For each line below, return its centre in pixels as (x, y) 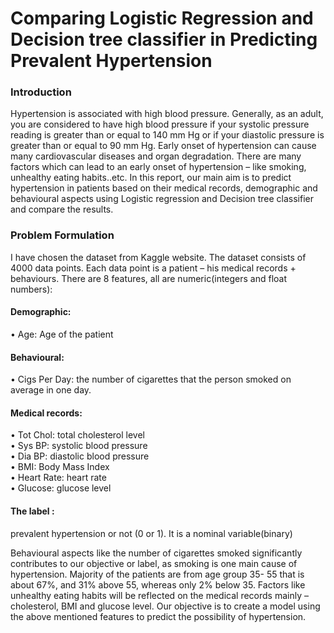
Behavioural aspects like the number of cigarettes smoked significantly (156, 553)
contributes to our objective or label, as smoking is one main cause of (154, 563)
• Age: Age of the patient (62, 334)
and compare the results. (62, 209)
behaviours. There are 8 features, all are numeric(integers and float (149, 278)
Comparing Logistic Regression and (162, 18)
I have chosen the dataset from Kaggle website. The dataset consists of (158, 257)
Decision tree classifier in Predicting (164, 39)
